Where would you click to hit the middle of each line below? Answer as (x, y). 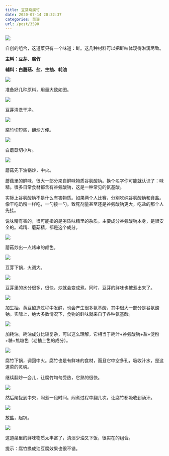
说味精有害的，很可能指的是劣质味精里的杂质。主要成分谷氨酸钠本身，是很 (82, 221)
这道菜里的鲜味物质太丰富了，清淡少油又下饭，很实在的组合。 (69, 438)
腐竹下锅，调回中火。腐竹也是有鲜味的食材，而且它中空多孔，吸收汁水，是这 (84, 360)
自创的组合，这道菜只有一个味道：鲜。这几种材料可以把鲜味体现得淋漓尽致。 (84, 48)
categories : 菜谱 (23, 19)
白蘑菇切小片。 (21, 150)
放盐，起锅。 (18, 418)
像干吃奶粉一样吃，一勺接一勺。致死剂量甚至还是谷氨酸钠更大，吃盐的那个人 (84, 204)
